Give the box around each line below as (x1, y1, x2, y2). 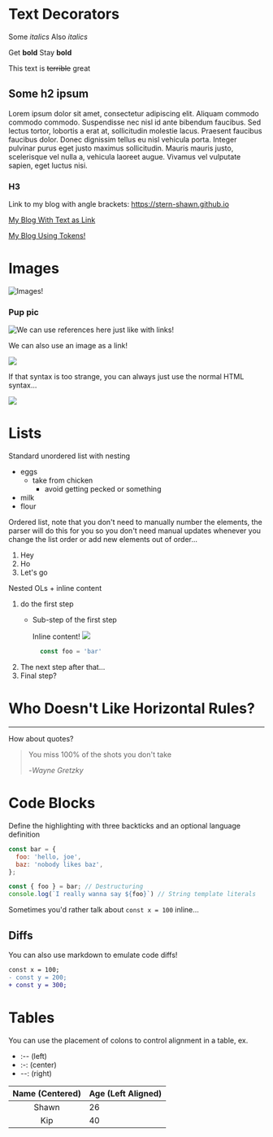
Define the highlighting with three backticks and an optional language (8, 820, 241, 830)
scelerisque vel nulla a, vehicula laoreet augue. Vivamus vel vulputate (8, 151, 241, 161)
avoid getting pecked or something (44, 484, 162, 494)
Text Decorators (8, 5, 120, 24)
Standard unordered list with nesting (8, 451, 131, 461)
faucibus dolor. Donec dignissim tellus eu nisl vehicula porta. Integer (8, 134, 237, 144)
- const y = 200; (8, 973, 67, 982)
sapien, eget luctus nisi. (8, 160, 88, 170)
